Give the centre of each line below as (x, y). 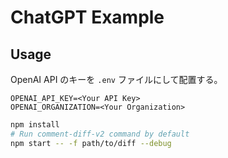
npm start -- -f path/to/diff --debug (91, 143)
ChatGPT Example (87, 17)
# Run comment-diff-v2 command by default (100, 134)
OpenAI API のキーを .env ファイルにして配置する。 (116, 79)
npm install (35, 125)
